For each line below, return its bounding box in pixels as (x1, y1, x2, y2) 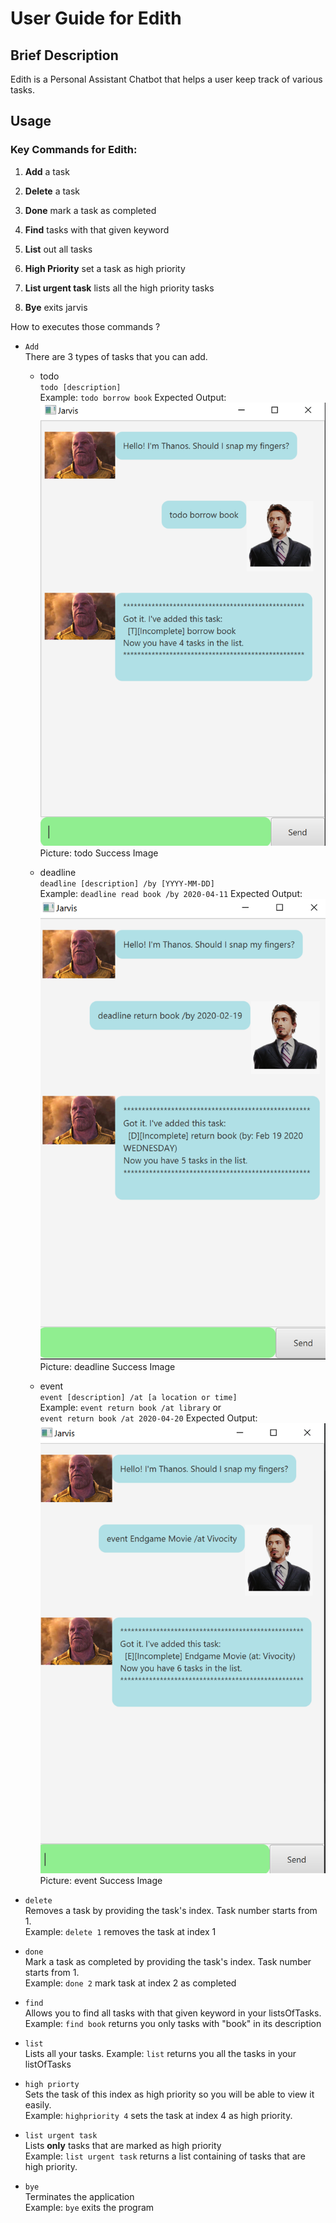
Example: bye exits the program (24, 2202, 155, 2214)
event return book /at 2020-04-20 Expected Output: (39, 1412, 258, 1424)
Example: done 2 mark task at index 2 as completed (24, 1977, 237, 1989)
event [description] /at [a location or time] (39, 1393, 238, 1403)
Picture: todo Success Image (39, 847, 159, 859)
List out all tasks (24, 243, 93, 255)
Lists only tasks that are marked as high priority (24, 2140, 222, 2152)
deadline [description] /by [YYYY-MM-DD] (39, 878, 215, 889)
